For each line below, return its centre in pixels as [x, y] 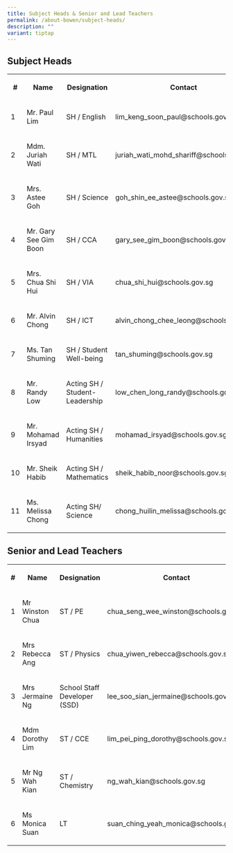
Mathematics [87, 477]
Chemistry [76, 785]
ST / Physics [80, 653]
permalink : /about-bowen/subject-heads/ [67, 20]
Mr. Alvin [41, 316]
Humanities [85, 439]
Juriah [37, 155]
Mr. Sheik [42, 468]
